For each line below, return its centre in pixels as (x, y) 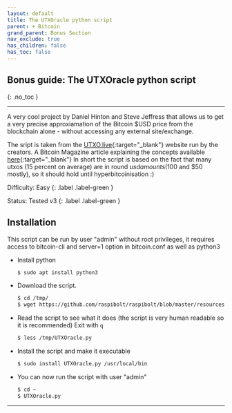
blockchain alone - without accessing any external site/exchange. (100, 131)
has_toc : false (29, 52)
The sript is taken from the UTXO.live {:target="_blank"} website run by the (113, 144)
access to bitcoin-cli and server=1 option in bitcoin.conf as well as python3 (114, 247)
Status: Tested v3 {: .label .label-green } (64, 200)
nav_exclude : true (33, 39)
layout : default (30, 13)
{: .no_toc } (23, 97)
